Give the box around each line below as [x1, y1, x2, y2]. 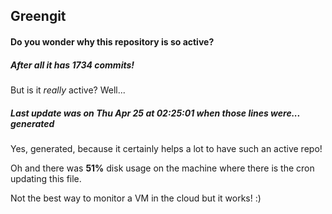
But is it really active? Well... [10, 84, 126, 96]
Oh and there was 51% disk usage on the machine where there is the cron [10, 162, 315, 174]
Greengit [10, 8, 67, 25]
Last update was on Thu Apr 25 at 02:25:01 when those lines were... [10, 107, 301, 119]
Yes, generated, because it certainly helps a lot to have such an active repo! [10, 142, 323, 154]
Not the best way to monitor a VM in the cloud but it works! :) [10, 192, 262, 204]
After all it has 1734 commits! [10, 59, 135, 71]
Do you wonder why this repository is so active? [10, 35, 215, 48]
